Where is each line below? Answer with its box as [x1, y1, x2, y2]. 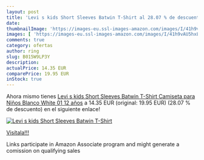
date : [6, 20, 20, 26]
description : [6, 59, 39, 65]
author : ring [6, 48, 39, 54]
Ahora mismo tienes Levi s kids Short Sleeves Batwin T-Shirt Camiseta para [6, 93, 195, 100]
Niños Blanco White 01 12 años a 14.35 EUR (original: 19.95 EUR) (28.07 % [6, 99, 191, 106]
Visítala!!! [6, 129, 29, 136]
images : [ [6, 31, 32, 37]
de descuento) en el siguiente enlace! [6, 106, 100, 113]
